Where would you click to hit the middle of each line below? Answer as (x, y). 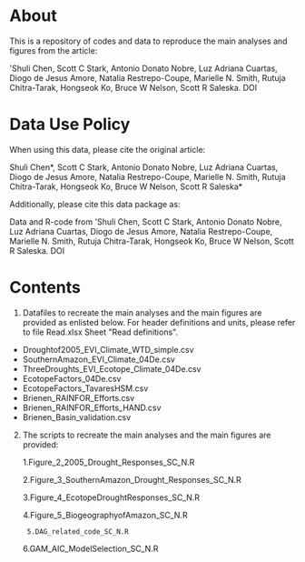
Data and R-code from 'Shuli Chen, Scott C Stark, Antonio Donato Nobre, (146, 221)
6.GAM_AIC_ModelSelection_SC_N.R (90, 548)
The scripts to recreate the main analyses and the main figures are (147, 435)
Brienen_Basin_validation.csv (77, 417)
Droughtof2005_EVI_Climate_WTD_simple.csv (108, 349)
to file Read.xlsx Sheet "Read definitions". (100, 332)
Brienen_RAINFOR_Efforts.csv (79, 397)
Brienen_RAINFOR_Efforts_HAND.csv (92, 407)
